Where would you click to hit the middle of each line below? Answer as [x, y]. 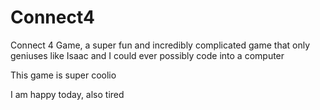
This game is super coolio [63, 75]
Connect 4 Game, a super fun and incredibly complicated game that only [160, 45]
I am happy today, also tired [67, 94]
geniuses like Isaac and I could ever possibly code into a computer [147, 55]
